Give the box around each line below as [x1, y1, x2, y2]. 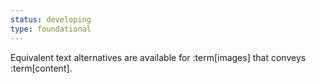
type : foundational [10, 24, 92, 34]
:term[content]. [10, 62, 73, 74]
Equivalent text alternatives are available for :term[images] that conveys [10, 51, 307, 63]
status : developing [10, 14, 92, 25]
